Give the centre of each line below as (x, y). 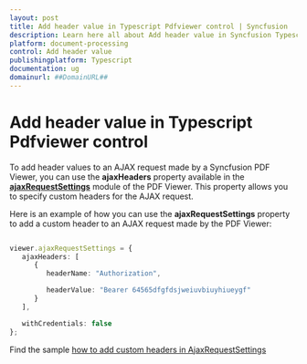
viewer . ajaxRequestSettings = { (71, 248)
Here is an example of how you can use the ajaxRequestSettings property (150, 213)
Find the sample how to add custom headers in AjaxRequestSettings (138, 349)
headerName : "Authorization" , (104, 274)
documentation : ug (44, 69)
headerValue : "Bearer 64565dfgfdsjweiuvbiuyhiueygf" (148, 290)
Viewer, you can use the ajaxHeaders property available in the (127, 177)
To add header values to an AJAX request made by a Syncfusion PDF (140, 167)
